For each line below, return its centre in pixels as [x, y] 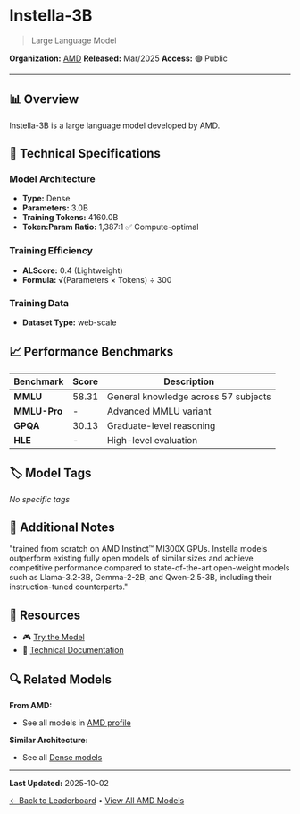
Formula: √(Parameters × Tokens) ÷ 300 [97, 279]
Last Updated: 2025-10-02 [59, 784]
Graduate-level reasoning [161, 425]
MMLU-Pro [38, 411]
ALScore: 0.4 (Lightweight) [72, 270]
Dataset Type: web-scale [69, 322]
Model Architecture [52, 179]
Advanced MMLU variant [159, 411]
